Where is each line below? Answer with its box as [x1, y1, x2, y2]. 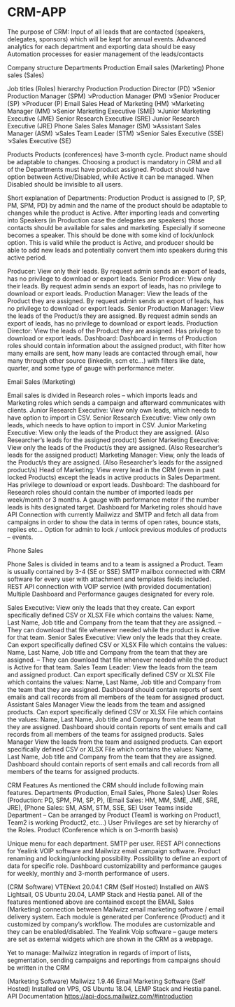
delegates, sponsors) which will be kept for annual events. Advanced [7, 34, 206, 43]
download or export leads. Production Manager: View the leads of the [7, 289, 208, 298]
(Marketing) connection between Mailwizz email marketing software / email [7, 905, 225, 913]
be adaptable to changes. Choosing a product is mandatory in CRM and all [7, 157, 222, 166]
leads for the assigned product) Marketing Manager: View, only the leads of [7, 451, 225, 459]
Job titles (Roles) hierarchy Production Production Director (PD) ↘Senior [7, 84, 215, 93]
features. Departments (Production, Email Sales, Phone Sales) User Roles [7, 788, 218, 796]
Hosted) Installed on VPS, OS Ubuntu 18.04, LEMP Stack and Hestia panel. [7, 984, 222, 993]
